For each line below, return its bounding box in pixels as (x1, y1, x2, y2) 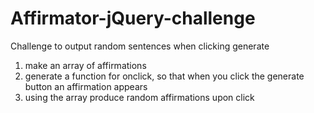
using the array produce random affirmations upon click (24, 91, 255, 103)
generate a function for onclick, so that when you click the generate (24, 70, 305, 82)
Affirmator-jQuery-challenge (10, 7, 256, 30)
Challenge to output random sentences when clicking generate (10, 40, 270, 52)
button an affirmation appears (24, 80, 148, 92)
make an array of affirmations (24, 59, 147, 71)
